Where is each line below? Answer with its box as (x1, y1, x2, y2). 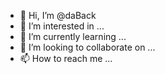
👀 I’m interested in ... (19, 20, 105, 32)
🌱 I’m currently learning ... (19, 31, 127, 42)
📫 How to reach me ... (19, 53, 113, 64)
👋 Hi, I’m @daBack (19, 10, 97, 21)
